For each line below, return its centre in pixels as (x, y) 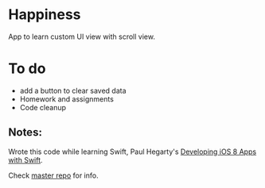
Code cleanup (43, 107)
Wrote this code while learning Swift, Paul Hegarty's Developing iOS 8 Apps (132, 152)
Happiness (45, 15)
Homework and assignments (66, 99)
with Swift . (25, 159)
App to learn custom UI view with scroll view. (82, 36)
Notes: (25, 132)
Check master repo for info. (53, 175)
